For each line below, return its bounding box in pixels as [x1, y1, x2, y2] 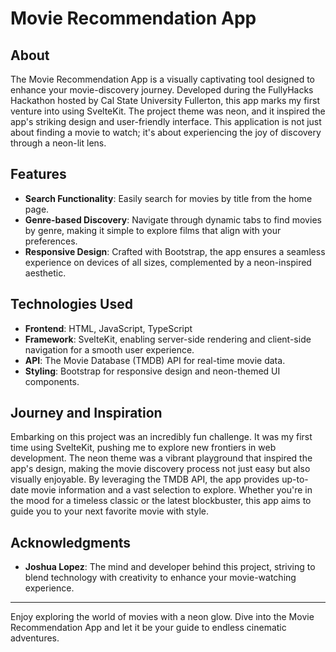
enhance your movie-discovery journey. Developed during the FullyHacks [10, 84, 314, 96]
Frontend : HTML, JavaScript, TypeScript [24, 322, 193, 334]
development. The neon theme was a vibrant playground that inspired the [10, 452, 313, 464]
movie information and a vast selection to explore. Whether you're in [30, 484, 313, 496]
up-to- [281, 473, 309, 486]
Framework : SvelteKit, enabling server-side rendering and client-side [24, 333, 312, 345]
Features [10, 166, 67, 183]
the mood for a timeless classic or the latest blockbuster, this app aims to [10, 495, 312, 507]
